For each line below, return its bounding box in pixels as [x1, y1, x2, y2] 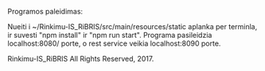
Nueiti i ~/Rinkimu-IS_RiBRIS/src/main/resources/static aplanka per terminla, [7, 22, 258, 31]
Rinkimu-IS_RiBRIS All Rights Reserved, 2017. [7, 54, 154, 63]
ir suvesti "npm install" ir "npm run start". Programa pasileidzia [7, 31, 212, 39]
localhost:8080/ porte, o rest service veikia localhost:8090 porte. [7, 39, 221, 48]
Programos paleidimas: [7, 7, 84, 16]
